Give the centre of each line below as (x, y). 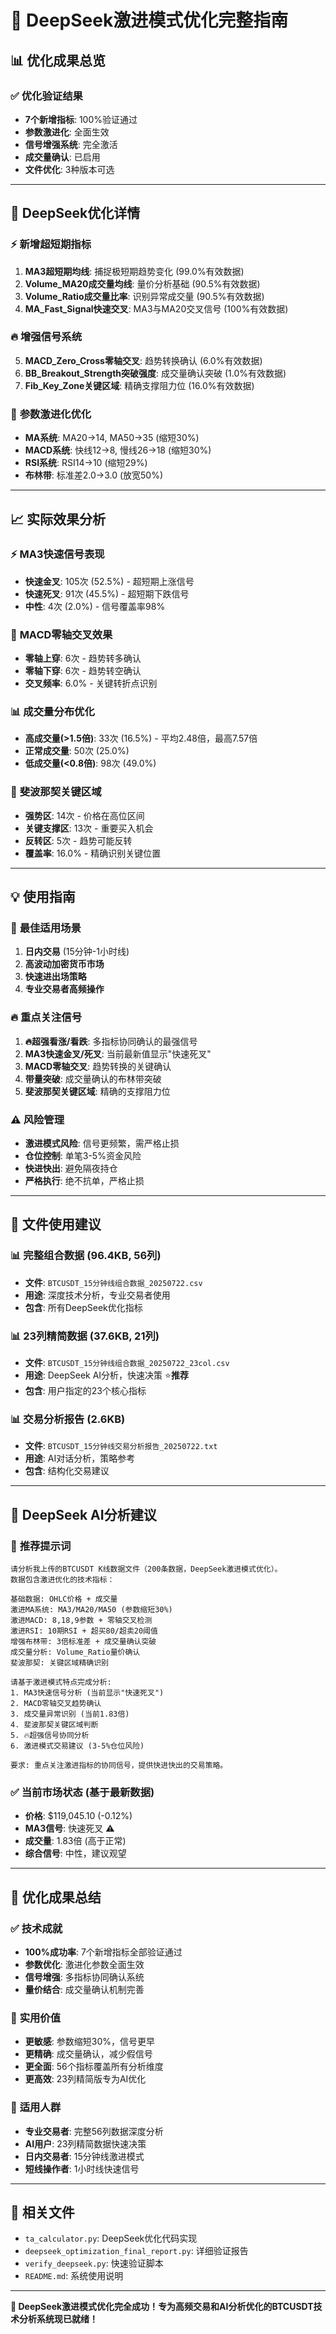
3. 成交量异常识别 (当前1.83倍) (70, 1714)
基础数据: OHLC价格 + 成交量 (64, 1599)
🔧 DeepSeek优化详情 (75, 213)
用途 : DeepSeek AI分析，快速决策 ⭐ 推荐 (106, 1375)
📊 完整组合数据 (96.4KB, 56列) (86, 1256)
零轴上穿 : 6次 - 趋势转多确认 (83, 658)
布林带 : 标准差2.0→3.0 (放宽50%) (94, 475)
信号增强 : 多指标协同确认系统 (84, 1977)
